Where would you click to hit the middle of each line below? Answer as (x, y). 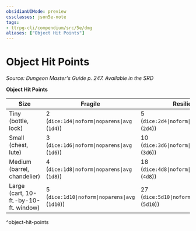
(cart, (17, 193)
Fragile (90, 104)
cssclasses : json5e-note (36, 17)
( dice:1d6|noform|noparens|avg (89, 145)
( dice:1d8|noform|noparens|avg (89, 169)
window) (28, 208)
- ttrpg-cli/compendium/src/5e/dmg (49, 28)
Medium (20, 162)
